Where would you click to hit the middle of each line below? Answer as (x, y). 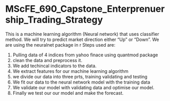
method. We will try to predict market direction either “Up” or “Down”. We (82, 39)
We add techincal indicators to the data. (55, 66)
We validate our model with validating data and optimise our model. (83, 87)
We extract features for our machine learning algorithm (70, 71)
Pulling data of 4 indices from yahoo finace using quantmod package (85, 55)
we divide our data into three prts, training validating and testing (80, 76)
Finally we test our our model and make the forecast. (68, 93)
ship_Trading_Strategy (54, 20)
